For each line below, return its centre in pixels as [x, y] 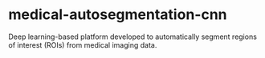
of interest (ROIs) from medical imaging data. [83, 44]
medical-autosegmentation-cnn [118, 15]
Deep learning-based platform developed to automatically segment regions [132, 37]
